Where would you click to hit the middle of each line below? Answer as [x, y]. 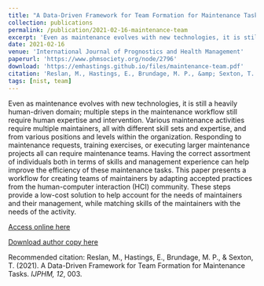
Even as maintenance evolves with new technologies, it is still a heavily [123, 103]
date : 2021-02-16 [37, 45]
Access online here [39, 226]
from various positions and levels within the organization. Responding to [125, 136]
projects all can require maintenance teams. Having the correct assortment [129, 153]
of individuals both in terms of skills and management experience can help [128, 161]
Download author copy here [53, 242]
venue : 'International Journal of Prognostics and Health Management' [126, 52]
